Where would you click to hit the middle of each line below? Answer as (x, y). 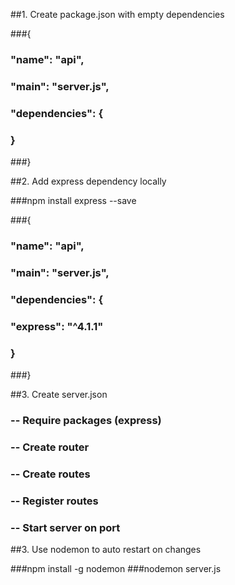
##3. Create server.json (59, 395)
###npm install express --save (73, 201)
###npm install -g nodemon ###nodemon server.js (116, 569)
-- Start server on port (65, 527)
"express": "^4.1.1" (57, 326)
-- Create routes (50, 474)
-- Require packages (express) (86, 420)
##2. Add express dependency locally (88, 181)
